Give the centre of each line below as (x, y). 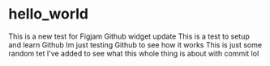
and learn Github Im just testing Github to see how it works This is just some (135, 44)
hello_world (49, 14)
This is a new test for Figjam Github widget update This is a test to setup (129, 36)
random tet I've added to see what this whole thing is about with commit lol (134, 53)
